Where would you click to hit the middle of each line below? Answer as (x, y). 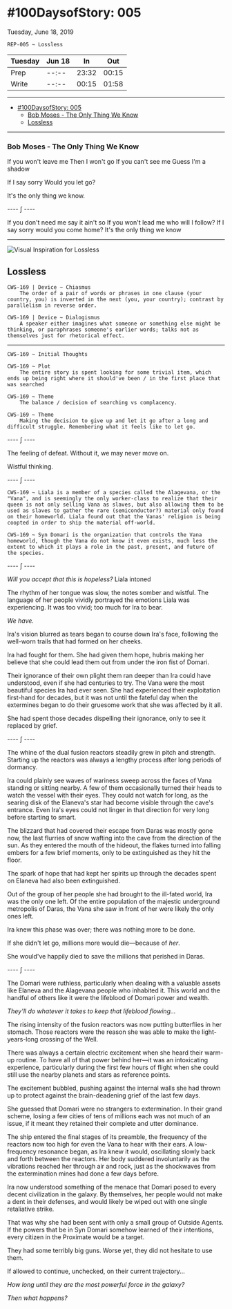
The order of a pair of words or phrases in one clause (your (111, 294)
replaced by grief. (32, 726)
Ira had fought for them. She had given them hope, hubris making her (106, 655)
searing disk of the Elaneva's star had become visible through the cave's (110, 802)
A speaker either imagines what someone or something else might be (120, 324)
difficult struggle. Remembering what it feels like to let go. (101, 427)
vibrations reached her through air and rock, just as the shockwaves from (112, 1167)
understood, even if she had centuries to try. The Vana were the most (106, 683)
